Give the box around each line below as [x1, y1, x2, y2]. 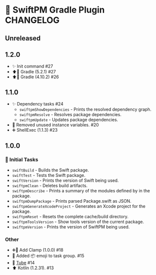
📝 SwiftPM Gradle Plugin [5, 4, 105, 16]
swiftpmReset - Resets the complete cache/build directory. [12, 213, 128, 219]
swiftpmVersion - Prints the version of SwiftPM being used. [12, 223, 130, 230]
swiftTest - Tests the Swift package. [12, 172, 86, 178]
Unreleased [5, 34, 41, 42]
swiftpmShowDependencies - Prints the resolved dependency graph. [19, 106, 152, 112]
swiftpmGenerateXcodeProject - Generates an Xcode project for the [12, 203, 146, 209]
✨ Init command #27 [12, 63, 53, 69]
